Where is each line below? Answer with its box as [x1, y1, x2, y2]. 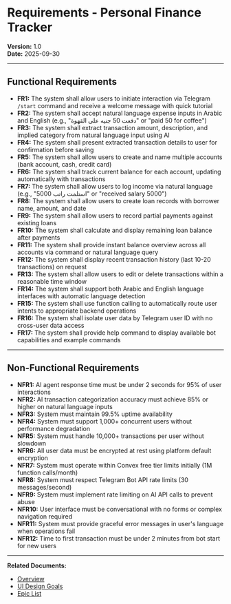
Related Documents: [7, 561, 67, 570]
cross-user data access [16, 321, 85, 329]
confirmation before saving [16, 145, 94, 154]
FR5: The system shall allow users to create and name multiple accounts [16, 153, 223, 161]
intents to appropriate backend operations [16, 306, 137, 315]
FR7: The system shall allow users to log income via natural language [16, 182, 213, 190]
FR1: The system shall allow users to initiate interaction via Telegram [16, 94, 211, 103]
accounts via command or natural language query [16, 248, 159, 256]
